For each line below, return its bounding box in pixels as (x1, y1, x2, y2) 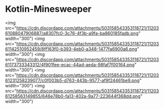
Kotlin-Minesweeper (5, 3, 92, 15)
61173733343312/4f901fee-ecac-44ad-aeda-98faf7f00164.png (5, 62, 135, 68)
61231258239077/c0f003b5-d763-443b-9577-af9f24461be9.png (5, 77, 140, 83)
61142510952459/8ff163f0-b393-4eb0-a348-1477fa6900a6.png (5, 46, 137, 52)
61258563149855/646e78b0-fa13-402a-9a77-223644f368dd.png (5, 93, 141, 99)
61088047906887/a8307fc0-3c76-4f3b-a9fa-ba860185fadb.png (5, 30, 139, 36)
